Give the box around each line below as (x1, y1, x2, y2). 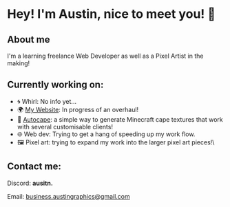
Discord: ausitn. (7, 179, 53, 187)
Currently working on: (7, 79, 104, 91)
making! (7, 59, 30, 67)
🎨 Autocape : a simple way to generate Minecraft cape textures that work (17, 115, 223, 123)
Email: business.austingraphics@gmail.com (7, 192, 130, 200)
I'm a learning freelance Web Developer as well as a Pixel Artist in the (7, 52, 204, 60)
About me (7, 34, 50, 45)
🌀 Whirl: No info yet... (17, 97, 77, 105)
